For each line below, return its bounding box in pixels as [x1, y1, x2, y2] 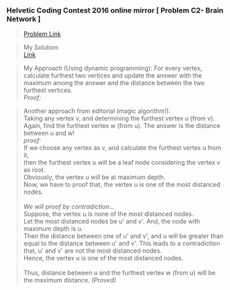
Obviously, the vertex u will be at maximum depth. [23, 173, 166, 181]
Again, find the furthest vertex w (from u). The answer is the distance [23, 122, 220, 130]
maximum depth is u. [23, 224, 84, 233]
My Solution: [23, 44, 60, 52]
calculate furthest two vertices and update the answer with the [23, 71, 202, 80]
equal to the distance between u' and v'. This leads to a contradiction [23, 239, 220, 248]
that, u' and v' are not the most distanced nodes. [23, 246, 162, 255]
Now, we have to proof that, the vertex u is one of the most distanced [23, 181, 221, 189]
